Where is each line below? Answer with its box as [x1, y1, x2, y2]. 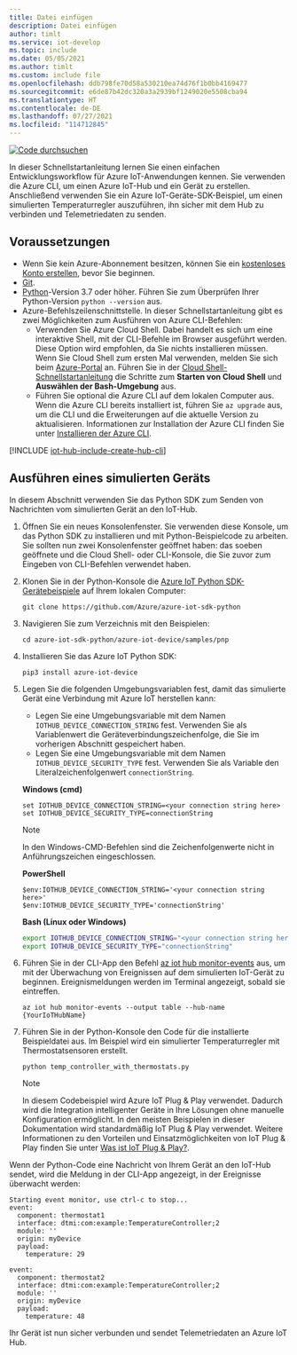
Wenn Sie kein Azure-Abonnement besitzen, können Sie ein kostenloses [21, 258, 286, 269]
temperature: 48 [25, 1312, 86, 1321]
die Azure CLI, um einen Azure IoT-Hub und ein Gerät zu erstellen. [9, 181, 251, 191]
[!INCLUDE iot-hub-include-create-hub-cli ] [9, 445, 167, 455]
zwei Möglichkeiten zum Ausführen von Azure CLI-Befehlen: [21, 314, 244, 325]
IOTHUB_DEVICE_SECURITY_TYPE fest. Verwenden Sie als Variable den [35, 757, 279, 768]
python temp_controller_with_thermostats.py [21, 1062, 190, 1072]
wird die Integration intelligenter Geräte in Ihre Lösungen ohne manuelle [21, 1105, 285, 1115]
